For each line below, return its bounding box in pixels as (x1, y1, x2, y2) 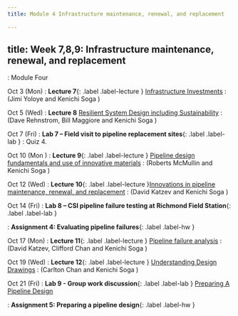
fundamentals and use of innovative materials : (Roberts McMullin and (7, 159, 213, 167)
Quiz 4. (26, 137, 48, 146)
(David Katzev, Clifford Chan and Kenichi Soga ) (7, 244, 148, 253)
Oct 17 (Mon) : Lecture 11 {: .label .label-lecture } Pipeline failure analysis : (7, 236, 222, 246)
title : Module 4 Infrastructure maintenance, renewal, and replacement (7, 10, 224, 18)
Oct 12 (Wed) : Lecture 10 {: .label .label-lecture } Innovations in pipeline (7, 180, 216, 189)
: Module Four (7, 73, 48, 82)
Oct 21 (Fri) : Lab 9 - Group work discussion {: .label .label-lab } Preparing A (7, 279, 230, 288)
